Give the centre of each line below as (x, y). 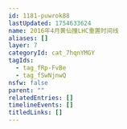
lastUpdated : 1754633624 (50, 23)
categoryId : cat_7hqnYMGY (51, 53)
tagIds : (21, 61)
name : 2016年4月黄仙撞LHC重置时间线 (63, 30)
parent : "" (27, 90)
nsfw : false (28, 83)
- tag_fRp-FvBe (41, 68)
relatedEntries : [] (41, 98)
